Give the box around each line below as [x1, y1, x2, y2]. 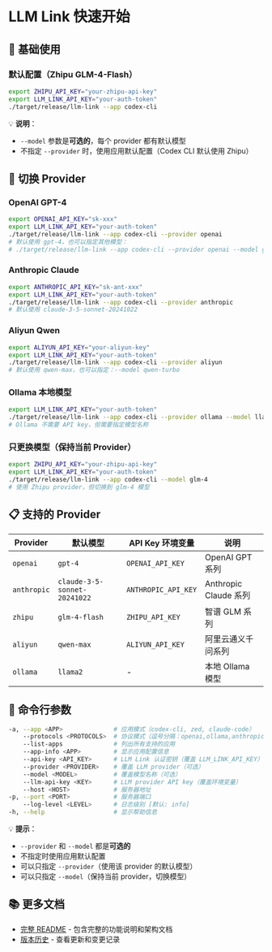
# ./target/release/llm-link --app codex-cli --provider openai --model [8, 245, 259, 253]
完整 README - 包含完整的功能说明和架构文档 [19, 924, 173, 934]
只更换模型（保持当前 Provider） [8, 442, 136, 452]
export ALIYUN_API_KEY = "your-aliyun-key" [8, 343, 151, 352]
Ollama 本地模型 [8, 387, 72, 398]
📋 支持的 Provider [8, 508, 101, 521]
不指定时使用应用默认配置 [19, 851, 106, 861]
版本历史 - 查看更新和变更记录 [19, 934, 121, 944]
